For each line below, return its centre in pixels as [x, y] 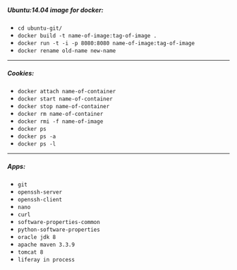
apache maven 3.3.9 [46, 245]
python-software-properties [59, 230]
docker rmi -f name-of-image [60, 121]
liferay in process [46, 259]
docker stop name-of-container [63, 106]
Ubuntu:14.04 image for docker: [55, 10]
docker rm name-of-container [60, 114]
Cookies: [21, 73]
